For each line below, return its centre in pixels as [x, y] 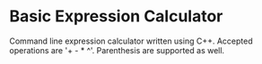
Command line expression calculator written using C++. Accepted [131, 41]
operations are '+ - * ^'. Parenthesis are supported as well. [117, 50]
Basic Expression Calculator [116, 16]
